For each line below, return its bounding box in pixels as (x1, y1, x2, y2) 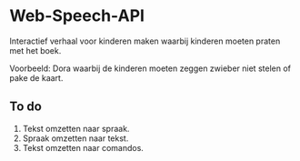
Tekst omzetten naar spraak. (22, 123, 130, 134)
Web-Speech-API (9, 5, 145, 26)
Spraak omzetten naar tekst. (22, 133, 129, 144)
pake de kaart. (9, 72, 64, 83)
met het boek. (9, 45, 62, 55)
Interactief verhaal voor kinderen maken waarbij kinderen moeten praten (9, 35, 281, 46)
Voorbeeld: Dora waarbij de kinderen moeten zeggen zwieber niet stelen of (9, 63, 291, 74)
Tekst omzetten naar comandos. (22, 142, 144, 153)
